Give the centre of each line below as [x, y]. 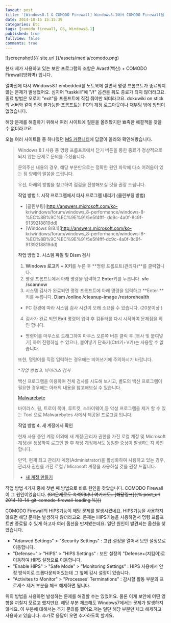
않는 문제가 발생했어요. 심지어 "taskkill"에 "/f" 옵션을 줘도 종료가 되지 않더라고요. [86, 92]
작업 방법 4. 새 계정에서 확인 [45, 425]
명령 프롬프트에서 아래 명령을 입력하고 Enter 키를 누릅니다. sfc [87, 278]
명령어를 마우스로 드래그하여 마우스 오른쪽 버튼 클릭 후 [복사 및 [87, 336]
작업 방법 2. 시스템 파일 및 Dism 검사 [54, 255]
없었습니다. [16, 111]
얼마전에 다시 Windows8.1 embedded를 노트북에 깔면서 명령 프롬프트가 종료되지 [86, 85]
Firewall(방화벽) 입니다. [29, 75]
